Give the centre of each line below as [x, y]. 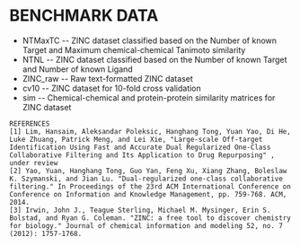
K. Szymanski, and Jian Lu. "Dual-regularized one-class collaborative [146, 179]
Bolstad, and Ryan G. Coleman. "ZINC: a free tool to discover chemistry [150, 218]
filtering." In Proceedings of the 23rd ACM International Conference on [150, 186]
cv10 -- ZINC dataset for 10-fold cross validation [112, 88]
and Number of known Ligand [77, 69]
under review [34, 163]
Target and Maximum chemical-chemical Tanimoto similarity [134, 49]
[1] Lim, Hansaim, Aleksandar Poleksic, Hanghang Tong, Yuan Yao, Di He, [150, 131]
